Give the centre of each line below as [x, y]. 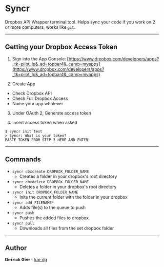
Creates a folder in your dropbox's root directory [68, 176]
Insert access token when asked [45, 122]
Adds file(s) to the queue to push [52, 207]
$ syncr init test [24, 131]
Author [16, 248]
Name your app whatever [38, 103]
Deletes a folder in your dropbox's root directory [68, 187]
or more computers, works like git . [40, 27]
